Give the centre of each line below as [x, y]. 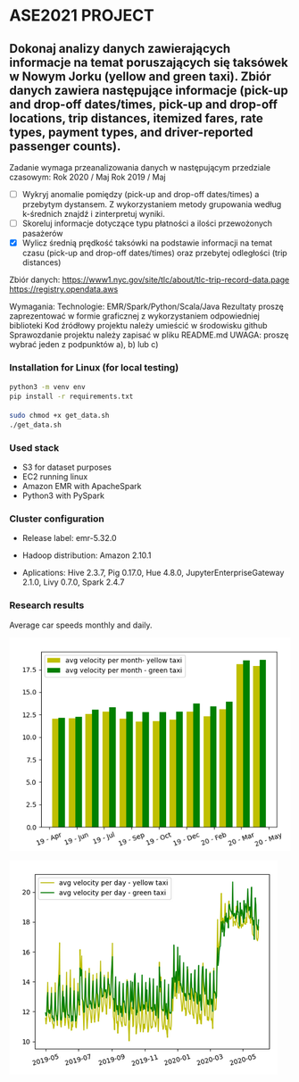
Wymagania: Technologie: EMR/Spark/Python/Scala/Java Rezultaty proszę [146, 307]
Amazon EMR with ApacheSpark [82, 487]
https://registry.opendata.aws [64, 289]
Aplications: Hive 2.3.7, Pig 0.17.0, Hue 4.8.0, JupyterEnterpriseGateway [153, 573]
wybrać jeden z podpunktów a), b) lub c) [84, 345]
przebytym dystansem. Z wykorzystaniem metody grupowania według [152, 204]
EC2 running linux [55, 477]
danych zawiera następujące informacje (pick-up [149, 90]
